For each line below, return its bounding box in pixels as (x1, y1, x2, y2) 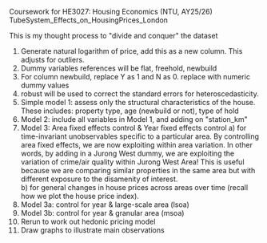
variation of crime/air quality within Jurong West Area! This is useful (20, 157, 245, 167)
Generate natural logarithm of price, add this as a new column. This (20, 47, 243, 55)
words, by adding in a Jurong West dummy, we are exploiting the (20, 148, 235, 158)
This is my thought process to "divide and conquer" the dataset (9, 31, 218, 40)
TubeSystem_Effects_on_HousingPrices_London (9, 15, 169, 25)
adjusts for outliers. (20, 55, 85, 64)
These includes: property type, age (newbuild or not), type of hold (20, 106, 239, 115)
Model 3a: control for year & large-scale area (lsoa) (20, 200, 190, 209)
